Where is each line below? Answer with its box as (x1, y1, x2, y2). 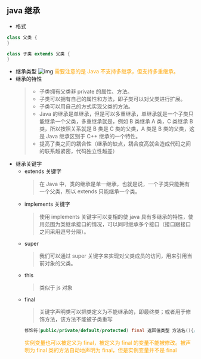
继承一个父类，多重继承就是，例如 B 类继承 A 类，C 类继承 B (44, 118, 193, 125)
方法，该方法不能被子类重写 (44, 315, 113, 323)
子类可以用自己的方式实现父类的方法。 (39, 103, 134, 110)
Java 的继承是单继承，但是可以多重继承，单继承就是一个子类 (39, 110, 188, 117)
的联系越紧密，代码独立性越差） (39, 148, 118, 155)
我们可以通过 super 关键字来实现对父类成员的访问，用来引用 (39, 252, 187, 259)
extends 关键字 (24, 168, 62, 175)
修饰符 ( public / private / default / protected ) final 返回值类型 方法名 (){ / (24, 327, 196, 334)
